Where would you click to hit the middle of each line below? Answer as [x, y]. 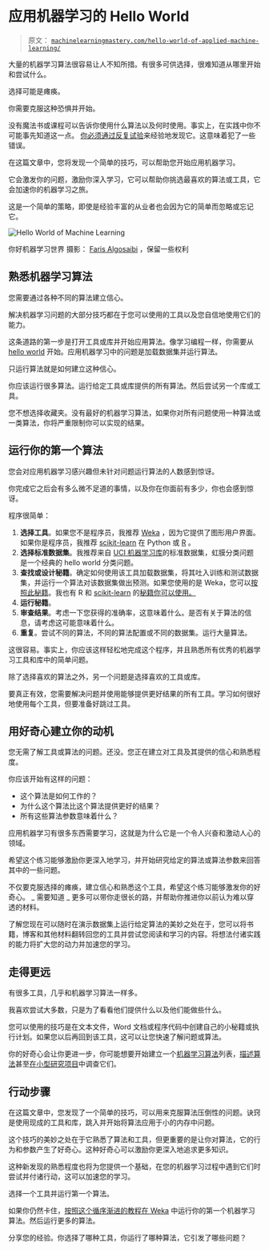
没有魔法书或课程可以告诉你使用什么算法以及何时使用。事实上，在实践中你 [131, 125]
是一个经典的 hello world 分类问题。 [79, 562]
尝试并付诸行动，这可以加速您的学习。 [71, 1176]
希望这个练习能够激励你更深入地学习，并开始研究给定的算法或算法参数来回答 [134, 860]
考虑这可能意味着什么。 [80, 623]
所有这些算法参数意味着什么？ [69, 816]
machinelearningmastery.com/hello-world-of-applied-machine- [155, 41]
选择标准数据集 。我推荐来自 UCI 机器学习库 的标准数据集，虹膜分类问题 [137, 552]
